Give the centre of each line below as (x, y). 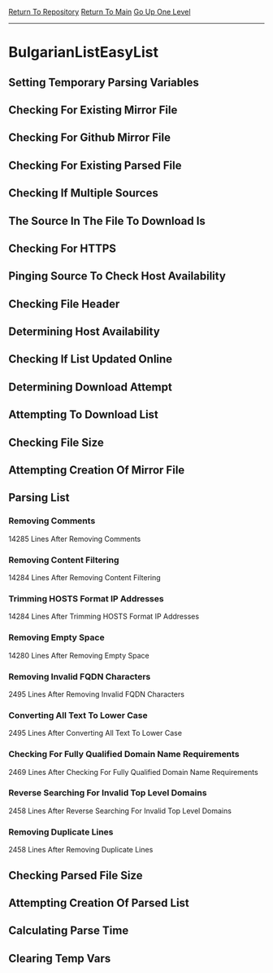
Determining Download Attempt (90, 387)
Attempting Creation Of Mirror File (97, 471)
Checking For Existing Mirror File (93, 110)
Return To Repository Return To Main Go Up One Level (100, 12)
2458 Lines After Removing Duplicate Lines (81, 850)
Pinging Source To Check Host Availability (117, 276)
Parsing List (39, 498)
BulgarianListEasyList (83, 53)
